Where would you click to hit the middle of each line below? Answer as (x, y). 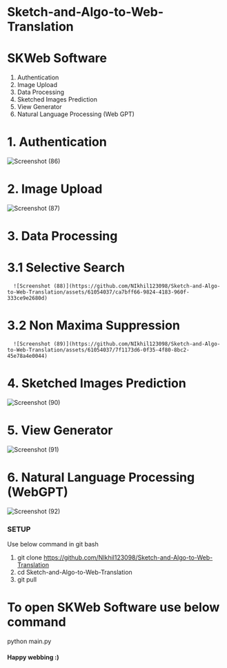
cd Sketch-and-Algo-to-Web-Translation (75, 572)
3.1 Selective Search (66, 268)
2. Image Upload (55, 189)
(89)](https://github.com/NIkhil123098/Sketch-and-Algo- (137, 344)
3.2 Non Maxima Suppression (94, 326)
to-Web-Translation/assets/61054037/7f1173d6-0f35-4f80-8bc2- (98, 350)
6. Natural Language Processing (101, 478)
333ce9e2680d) (28, 298)
